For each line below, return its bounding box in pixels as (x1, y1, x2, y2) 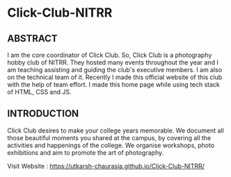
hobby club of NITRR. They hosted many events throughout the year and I (7, 58, 219, 67)
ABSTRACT (7, 33, 58, 44)
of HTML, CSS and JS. (7, 88, 72, 96)
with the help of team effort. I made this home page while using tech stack (7, 81, 221, 88)
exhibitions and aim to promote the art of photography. (7, 148, 164, 157)
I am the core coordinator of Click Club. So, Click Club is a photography (7, 51, 212, 59)
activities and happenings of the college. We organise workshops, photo (7, 141, 215, 149)
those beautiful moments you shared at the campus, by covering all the (7, 133, 212, 142)
